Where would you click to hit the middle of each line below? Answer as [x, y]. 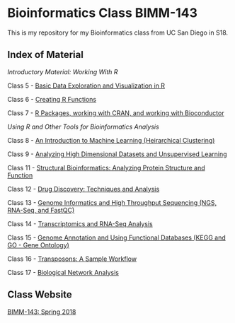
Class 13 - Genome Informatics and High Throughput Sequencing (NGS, [112, 202]
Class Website [40, 295]
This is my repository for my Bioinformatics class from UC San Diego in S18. [118, 33]
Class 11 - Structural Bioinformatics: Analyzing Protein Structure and [106, 168]
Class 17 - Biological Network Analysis [63, 272]
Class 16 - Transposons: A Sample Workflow [72, 259]
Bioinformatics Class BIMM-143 [103, 13]
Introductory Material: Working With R [63, 71]
